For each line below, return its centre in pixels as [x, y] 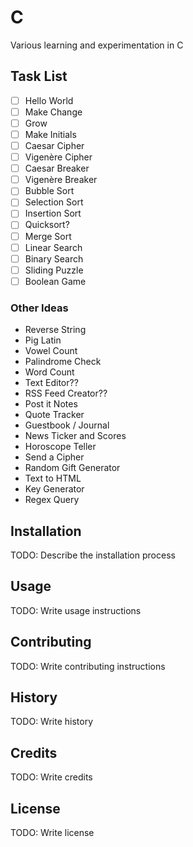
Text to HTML [53, 478]
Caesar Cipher [54, 145]
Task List [39, 76]
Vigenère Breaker [61, 180]
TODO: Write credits [51, 777]
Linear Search [53, 247]
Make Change [53, 112]
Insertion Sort [53, 213]
